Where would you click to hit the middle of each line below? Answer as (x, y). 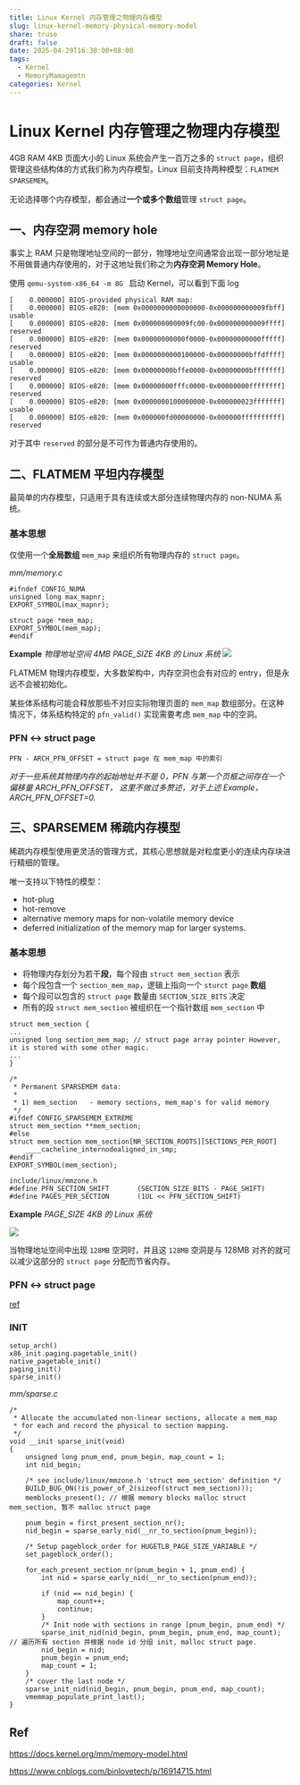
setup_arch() (33, 1346)
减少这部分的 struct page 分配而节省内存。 (96, 1261)
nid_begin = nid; (73, 1650)
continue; (75, 1610)
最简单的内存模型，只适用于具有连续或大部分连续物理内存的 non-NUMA (141, 497)
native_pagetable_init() (55, 1362)
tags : (19, 59)
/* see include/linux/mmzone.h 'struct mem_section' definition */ (153, 1481)
